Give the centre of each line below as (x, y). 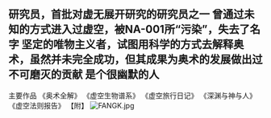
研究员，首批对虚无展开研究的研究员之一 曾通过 (126, 14)
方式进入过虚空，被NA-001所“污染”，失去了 (140, 29)
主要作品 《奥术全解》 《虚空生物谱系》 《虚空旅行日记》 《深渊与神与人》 (132, 96)
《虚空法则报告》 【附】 (48, 105)
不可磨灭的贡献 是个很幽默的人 (84, 75)
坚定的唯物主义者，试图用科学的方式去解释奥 (133, 45)
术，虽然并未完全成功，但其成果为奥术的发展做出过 (135, 60)
